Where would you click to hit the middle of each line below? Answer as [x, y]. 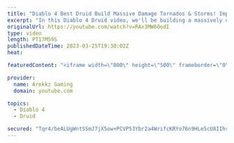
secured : [20, 129]
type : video [24, 33]
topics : [18, 103]
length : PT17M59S [32, 40]
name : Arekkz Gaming [43, 84]
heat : [15, 53]
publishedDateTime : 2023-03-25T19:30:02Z [68, 46]
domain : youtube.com [43, 91]
